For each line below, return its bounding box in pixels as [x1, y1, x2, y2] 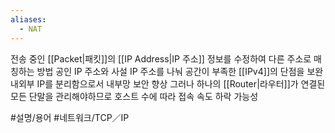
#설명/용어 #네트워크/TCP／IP [10, 111, 130, 123]
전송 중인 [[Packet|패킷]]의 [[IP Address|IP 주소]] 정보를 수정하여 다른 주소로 [10, 52, 312, 65]
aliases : [10, 14, 47, 25]
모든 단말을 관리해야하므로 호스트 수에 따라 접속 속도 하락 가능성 [10, 90, 259, 102]
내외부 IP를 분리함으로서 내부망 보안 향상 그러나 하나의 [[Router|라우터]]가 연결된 [10, 77, 326, 90]
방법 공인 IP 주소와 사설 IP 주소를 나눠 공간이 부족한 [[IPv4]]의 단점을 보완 [36, 65, 324, 77]
